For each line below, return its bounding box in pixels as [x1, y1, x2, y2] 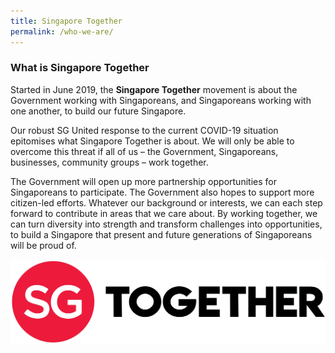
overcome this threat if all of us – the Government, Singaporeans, [10, 145, 279, 157]
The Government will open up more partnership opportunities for [10, 175, 277, 187]
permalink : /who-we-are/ [10, 26, 114, 37]
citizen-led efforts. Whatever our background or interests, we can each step [10, 196, 323, 209]
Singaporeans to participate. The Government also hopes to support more [10, 186, 315, 198]
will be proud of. [10, 239, 77, 251]
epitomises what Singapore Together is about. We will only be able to [10, 135, 295, 147]
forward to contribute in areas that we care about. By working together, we [10, 207, 318, 219]
